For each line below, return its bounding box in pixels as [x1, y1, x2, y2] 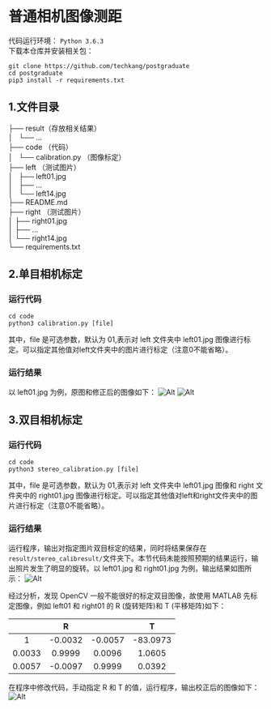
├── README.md [8, 197, 68, 207]
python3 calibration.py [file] [8, 319, 114, 328]
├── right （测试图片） [8, 207, 86, 216]
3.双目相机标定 [8, 413, 83, 427]
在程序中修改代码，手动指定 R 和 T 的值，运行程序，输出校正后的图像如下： [8, 682, 260, 692]
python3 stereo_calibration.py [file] [8, 465, 139, 474]
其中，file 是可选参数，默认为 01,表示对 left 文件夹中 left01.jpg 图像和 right [8, 480, 255, 490]
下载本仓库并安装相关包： [8, 45, 94, 55]
